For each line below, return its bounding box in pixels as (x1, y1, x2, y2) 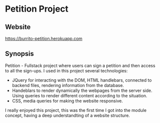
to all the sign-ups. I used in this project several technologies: (5, 68, 128, 73)
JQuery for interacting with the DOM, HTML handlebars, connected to (12, 77, 152, 83)
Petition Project (5, 3, 69, 15)
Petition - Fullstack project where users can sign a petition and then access (5, 62, 156, 69)
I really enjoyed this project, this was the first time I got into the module (5, 107, 147, 113)
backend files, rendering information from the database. (12, 82, 124, 88)
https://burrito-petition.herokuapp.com (5, 35, 82, 41)
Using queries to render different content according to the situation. (12, 92, 147, 98)
